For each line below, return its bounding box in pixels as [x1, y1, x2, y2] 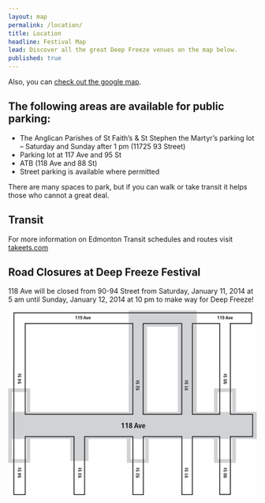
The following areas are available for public [8, 99, 225, 114]
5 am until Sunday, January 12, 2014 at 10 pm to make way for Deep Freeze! [8, 295, 254, 304]
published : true [8, 54, 62, 62]
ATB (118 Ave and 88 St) [19, 158, 98, 167]
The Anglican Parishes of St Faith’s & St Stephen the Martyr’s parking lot [19, 133, 255, 142]
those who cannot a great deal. [8, 190, 110, 200]
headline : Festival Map [8, 38, 87, 46]
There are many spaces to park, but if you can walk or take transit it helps [8, 182, 248, 191]
